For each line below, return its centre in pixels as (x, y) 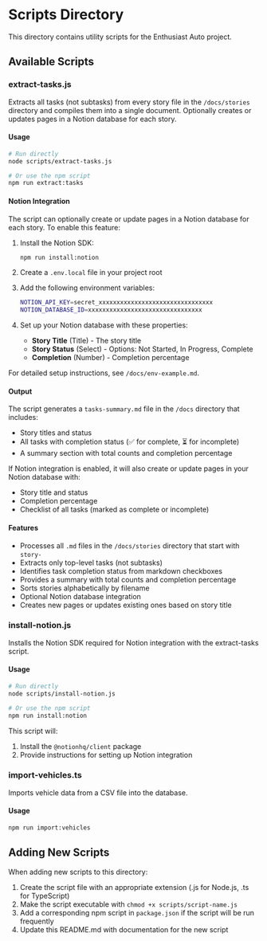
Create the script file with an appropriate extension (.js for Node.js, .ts (134, 887)
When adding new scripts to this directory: (78, 872)
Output (20, 391)
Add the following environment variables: (87, 288)
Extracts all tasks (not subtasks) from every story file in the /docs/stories (129, 102)
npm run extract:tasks (46, 183)
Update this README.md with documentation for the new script (124, 929)
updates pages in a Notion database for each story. (92, 119)
